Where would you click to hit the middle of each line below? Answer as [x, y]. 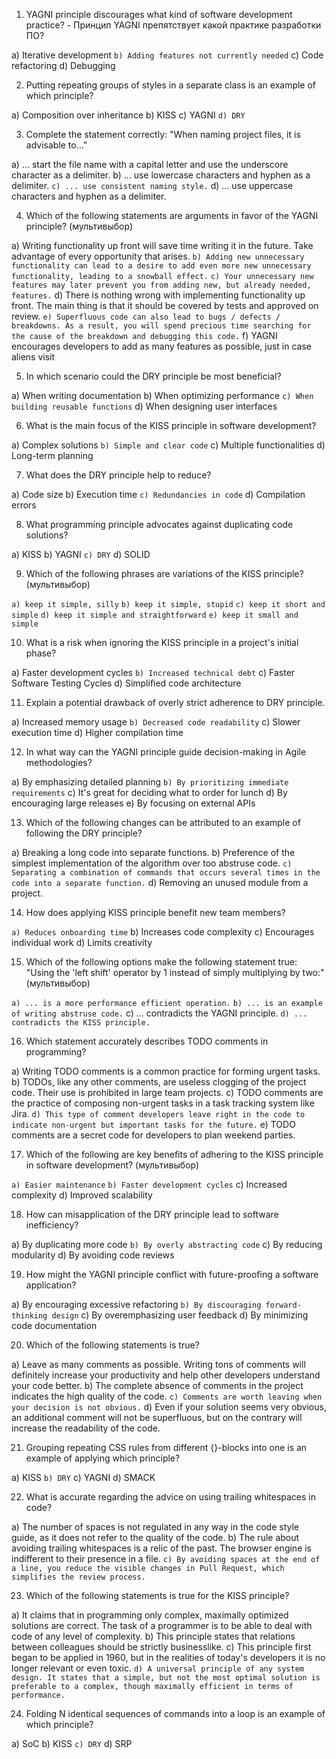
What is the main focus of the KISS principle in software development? [171, 425]
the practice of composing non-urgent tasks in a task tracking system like [163, 1103]
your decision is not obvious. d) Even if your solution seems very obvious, [169, 1407]
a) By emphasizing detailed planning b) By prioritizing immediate [150, 782]
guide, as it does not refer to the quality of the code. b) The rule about [155, 1537]
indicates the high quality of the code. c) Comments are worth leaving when [167, 1396]
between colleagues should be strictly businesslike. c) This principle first [161, 1647]
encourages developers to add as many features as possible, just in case [162, 346]
